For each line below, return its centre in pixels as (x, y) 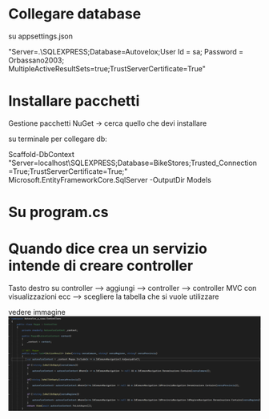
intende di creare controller (101, 266)
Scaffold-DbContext (41, 154)
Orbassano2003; (36, 60)
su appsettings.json (41, 36)
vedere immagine (37, 312)
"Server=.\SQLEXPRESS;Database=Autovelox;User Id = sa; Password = (126, 51)
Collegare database (75, 14)
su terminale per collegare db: (58, 139)
